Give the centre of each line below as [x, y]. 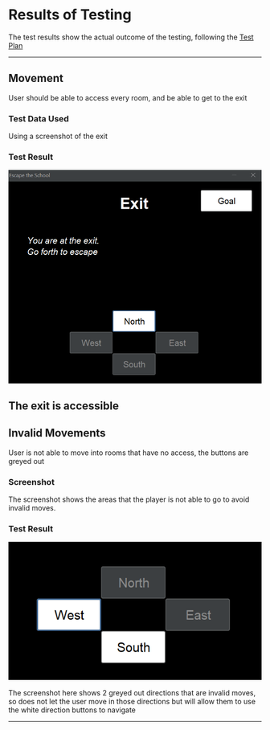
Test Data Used [39, 118]
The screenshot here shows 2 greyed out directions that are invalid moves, [132, 692]
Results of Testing [70, 15]
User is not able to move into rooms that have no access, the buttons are [129, 453]
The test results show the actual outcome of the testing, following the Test [131, 37]
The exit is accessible [63, 406]
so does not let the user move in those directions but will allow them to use [132, 701]
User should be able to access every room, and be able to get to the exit [128, 97]
